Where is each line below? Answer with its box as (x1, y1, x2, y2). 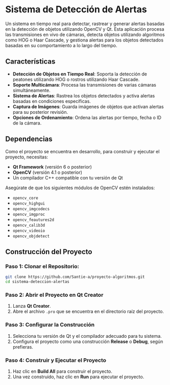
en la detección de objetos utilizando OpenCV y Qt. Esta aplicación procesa (5, 26, 164, 32)
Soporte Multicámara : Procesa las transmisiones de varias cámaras (12, 82, 157, 88)
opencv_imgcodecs (12, 206, 50, 211)
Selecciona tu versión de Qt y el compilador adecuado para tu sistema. (12, 333, 162, 339)
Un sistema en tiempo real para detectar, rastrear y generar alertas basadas (5, 21, 165, 27)
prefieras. (12, 343, 33, 350)
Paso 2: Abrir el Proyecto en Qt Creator (5, 291, 104, 298)
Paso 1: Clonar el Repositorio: (5, 262, 79, 270)
